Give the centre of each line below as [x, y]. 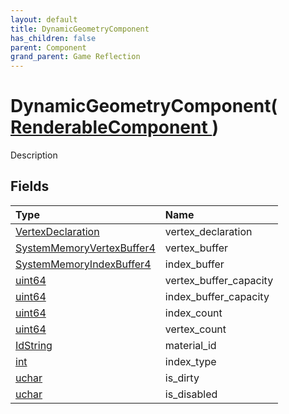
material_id [190, 345]
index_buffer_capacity [217, 296]
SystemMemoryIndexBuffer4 [83, 264]
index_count [193, 313]
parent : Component [48, 47]
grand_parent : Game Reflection [75, 57]
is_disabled [191, 394]
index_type [190, 361]
